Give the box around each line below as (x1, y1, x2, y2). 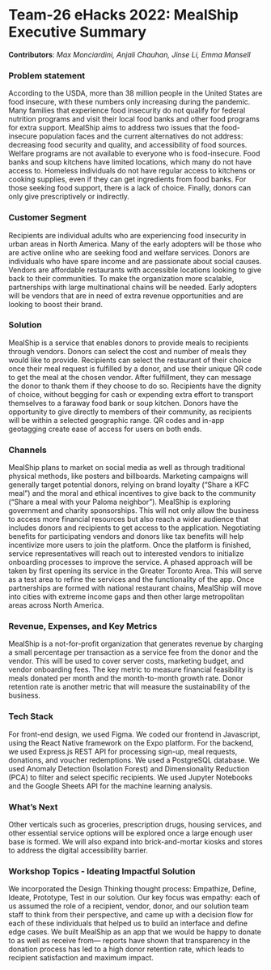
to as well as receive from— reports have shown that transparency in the (8, 936, 251, 946)
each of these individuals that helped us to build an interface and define (8, 918, 248, 929)
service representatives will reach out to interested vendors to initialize (8, 549, 244, 558)
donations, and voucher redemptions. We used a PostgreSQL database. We (8, 755, 260, 765)
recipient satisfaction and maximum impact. (8, 953, 154, 963)
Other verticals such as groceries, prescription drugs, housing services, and (8, 820, 262, 830)
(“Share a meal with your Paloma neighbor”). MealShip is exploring (8, 497, 231, 507)
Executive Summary (8, 23, 147, 41)
